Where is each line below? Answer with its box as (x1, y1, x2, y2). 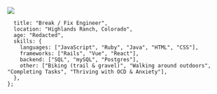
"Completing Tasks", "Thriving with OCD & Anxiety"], (7, 68, 168, 75)
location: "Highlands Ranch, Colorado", (13, 26, 133, 33)
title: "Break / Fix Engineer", (13, 19, 108, 26)
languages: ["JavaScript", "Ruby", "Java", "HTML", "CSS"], (20, 44, 199, 51)
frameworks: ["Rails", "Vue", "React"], (20, 50, 139, 57)
